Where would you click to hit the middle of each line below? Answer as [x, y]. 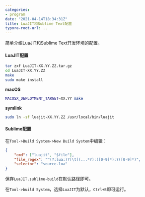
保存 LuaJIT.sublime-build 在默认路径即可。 [49, 179]
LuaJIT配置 [17, 55]
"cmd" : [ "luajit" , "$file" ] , [44, 155]
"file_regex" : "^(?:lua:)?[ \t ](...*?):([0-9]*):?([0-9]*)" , [77, 159]
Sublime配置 [18, 129]
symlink [14, 108]
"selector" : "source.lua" [41, 164]
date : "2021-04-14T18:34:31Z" [36, 19]
